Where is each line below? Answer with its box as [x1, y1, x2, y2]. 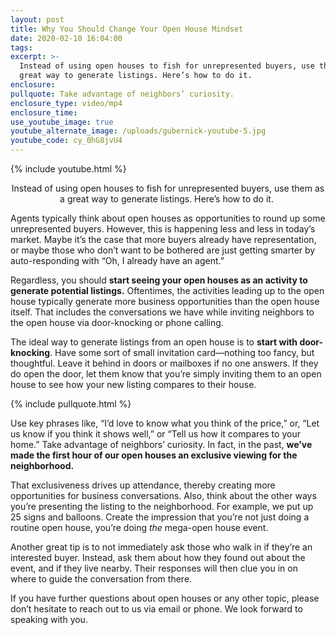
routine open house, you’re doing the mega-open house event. [10, 522, 269, 533]
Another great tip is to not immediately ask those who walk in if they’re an [10, 541, 313, 553]
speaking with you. [10, 614, 88, 625]
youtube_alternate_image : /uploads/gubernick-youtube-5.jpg [10, 126, 267, 136]
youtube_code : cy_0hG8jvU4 [10, 136, 123, 146]
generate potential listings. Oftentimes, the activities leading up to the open [10, 285, 325, 296]
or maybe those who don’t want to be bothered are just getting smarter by [10, 244, 316, 256]
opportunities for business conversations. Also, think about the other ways [10, 490, 317, 501]
